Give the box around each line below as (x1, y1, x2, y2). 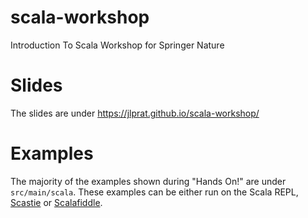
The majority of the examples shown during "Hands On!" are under (10, 175, 287, 187)
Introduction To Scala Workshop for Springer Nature (10, 39, 225, 51)
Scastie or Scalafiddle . (10, 196, 103, 208)
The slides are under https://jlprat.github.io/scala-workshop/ (10, 107, 260, 119)
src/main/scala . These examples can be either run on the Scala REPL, (10, 186, 299, 198)
